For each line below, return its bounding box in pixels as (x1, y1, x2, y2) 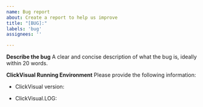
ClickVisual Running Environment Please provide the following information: (6, 71, 196, 79)
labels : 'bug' (6, 25, 42, 32)
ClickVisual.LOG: (15, 95, 58, 102)
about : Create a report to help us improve (6, 15, 118, 21)
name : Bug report (6, 8, 50, 15)
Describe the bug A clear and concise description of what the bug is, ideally (6, 53, 197, 60)
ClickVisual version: (15, 83, 65, 91)
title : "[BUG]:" (6, 20, 47, 26)
